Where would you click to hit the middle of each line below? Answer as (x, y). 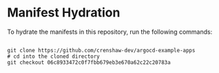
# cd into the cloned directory (53, 56)
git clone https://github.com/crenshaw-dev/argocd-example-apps (101, 50)
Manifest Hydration (64, 13)
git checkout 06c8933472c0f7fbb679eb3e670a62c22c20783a (89, 62)
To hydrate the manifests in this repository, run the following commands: (110, 32)
